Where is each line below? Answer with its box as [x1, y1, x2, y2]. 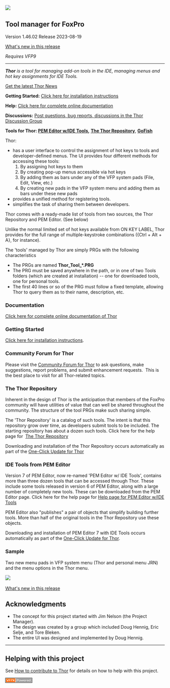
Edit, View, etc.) [20, 179, 53, 186]
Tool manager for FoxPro [5, 20, 84, 29]
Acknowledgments [5, 600, 67, 608]
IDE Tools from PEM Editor [5, 461, 71, 468]
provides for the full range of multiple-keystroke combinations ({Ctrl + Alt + [5, 231, 162, 238]
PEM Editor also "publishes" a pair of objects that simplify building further [5, 510, 159, 516]
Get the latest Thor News [5, 83, 58, 89]
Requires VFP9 [5, 53, 36, 59]
